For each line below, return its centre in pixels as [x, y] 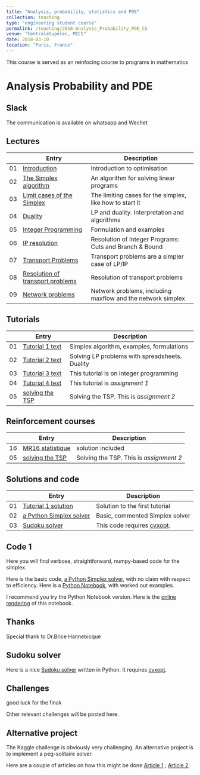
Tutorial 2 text [42, 360]
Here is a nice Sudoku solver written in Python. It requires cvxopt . [87, 669]
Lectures [23, 141]
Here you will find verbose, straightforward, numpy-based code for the [93, 561]
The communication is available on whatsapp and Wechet [77, 122]
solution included [101, 448]
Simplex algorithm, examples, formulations [129, 346]
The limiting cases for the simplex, [138, 195]
